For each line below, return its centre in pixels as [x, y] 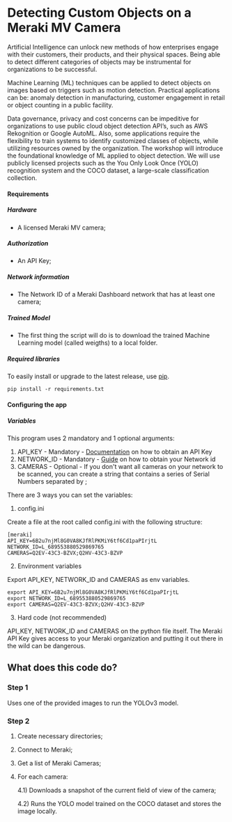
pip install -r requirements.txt [56, 389]
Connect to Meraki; [45, 749]
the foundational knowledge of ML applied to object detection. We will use [114, 156]
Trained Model [29, 318]
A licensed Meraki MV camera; [61, 227]
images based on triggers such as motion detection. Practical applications [114, 90]
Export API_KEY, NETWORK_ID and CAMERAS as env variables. [99, 579]
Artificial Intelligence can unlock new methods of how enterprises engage [113, 47]
